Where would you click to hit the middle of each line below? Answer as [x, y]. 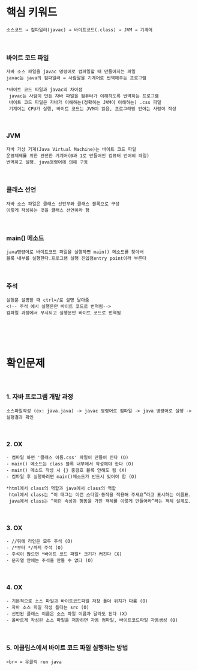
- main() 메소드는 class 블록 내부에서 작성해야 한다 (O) [70, 464]
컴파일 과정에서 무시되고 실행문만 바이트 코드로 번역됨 [64, 313]
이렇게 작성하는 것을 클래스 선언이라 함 [48, 210]
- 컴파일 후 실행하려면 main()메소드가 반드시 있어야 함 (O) [71, 476]
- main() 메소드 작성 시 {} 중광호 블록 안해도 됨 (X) [67, 470]
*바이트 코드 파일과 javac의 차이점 [44, 90]
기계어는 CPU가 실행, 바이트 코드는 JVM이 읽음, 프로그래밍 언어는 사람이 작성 [93, 109]
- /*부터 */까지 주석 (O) [35, 548]
